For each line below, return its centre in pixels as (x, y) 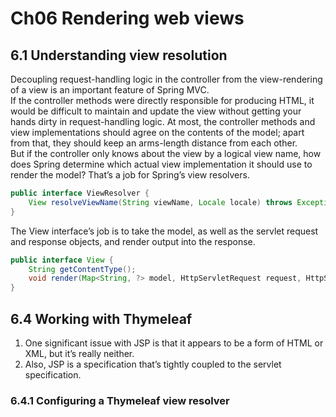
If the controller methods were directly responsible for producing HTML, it (162, 100)
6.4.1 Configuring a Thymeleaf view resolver (120, 400)
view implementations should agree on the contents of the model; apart (157, 132)
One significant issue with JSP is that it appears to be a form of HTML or (174, 343)
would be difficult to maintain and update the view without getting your (156, 111)
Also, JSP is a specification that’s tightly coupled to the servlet (153, 364)
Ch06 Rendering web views (127, 18)
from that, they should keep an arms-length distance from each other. (154, 143)
